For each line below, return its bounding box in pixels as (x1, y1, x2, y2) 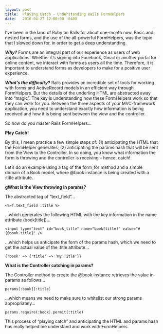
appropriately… (5, 300, 36, 306)
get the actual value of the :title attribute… (5, 245, 89, 250)
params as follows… (5, 277, 45, 283)
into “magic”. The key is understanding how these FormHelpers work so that (5, 95, 158, 101)
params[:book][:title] (5, 287, 51, 291)
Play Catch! (5, 130, 29, 136)
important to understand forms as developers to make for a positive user (5, 65, 151, 71)
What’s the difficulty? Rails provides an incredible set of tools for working (5, 80, 154, 86)
